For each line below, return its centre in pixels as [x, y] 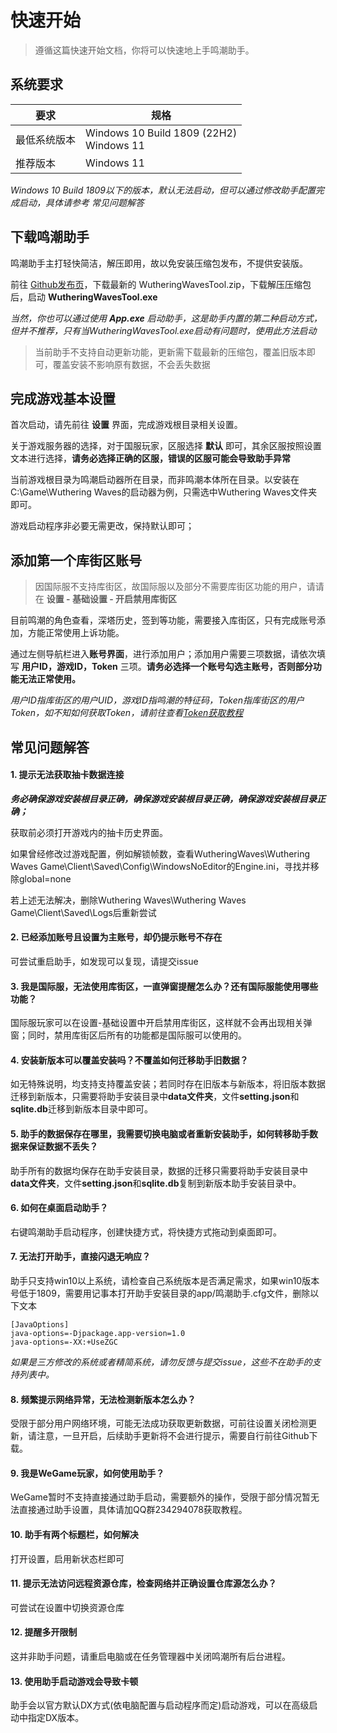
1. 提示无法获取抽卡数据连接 [67, 775]
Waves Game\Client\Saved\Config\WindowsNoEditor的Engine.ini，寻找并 [160, 866]
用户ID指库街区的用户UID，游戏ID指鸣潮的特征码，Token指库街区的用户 [157, 700]
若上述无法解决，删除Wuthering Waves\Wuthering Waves [128, 900]
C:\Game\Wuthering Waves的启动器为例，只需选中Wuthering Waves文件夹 [164, 492]
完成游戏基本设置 [63, 398]
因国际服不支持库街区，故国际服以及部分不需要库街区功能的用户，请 [175, 587]
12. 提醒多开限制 [44, 1632]
